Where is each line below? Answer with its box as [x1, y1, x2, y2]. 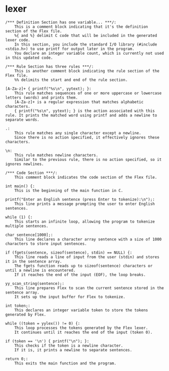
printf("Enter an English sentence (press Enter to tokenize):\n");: [5, 197, 155, 202]
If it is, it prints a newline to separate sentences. [14, 347, 133, 352]
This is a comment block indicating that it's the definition [14, 24, 148, 29]
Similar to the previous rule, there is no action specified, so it [14, 157, 162, 162]
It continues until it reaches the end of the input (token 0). [14, 329, 153, 335]
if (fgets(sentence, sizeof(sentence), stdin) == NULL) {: [5, 250, 133, 255]
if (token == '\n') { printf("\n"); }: [5, 339, 90, 344]
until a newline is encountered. [5, 268, 76, 273]
